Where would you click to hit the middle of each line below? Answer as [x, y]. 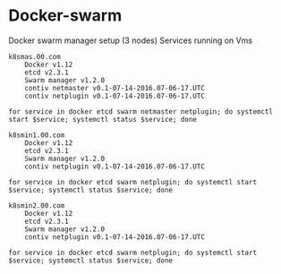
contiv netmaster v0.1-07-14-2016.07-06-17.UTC [115, 88]
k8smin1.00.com [37, 135]
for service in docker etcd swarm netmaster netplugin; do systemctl [141, 111]
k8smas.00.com [35, 56]
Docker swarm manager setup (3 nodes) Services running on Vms [130, 40]
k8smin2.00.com [37, 205]
